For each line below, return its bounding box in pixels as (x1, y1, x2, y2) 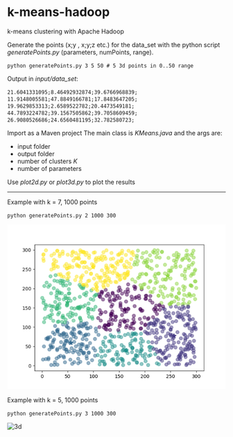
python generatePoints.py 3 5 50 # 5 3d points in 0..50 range (7, 62, 194, 69)
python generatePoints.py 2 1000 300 (7, 212, 116, 219)
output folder (17, 149, 55, 158)
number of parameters (17, 164, 82, 172)
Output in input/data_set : (7, 74, 78, 83)
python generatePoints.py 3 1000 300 (7, 410, 116, 417)
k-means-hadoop (7, 4, 110, 20)
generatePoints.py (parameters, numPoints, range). (7, 48, 154, 56)
